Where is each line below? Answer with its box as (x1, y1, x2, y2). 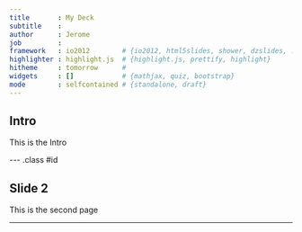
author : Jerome (9, 30, 91, 39)
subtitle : (9, 22, 63, 31)
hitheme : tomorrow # (9, 64, 127, 73)
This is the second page (9, 204, 99, 216)
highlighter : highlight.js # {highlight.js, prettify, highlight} (9, 55, 271, 64)
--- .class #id (9, 155, 58, 165)
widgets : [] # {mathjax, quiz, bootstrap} (9, 72, 235, 81)
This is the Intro (9, 137, 67, 148)
